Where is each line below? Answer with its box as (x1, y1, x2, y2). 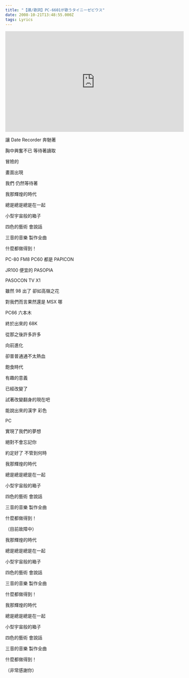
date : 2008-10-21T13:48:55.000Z (5, 12, 74, 17)
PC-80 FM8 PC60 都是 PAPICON (5, 256, 74, 262)
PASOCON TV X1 (5, 277, 41, 284)
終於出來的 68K (5, 321, 38, 327)
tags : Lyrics (5, 17, 33, 22)
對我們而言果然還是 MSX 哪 (5, 299, 63, 305)
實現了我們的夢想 (5, 428, 41, 435)
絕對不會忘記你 (5, 439, 37, 445)
